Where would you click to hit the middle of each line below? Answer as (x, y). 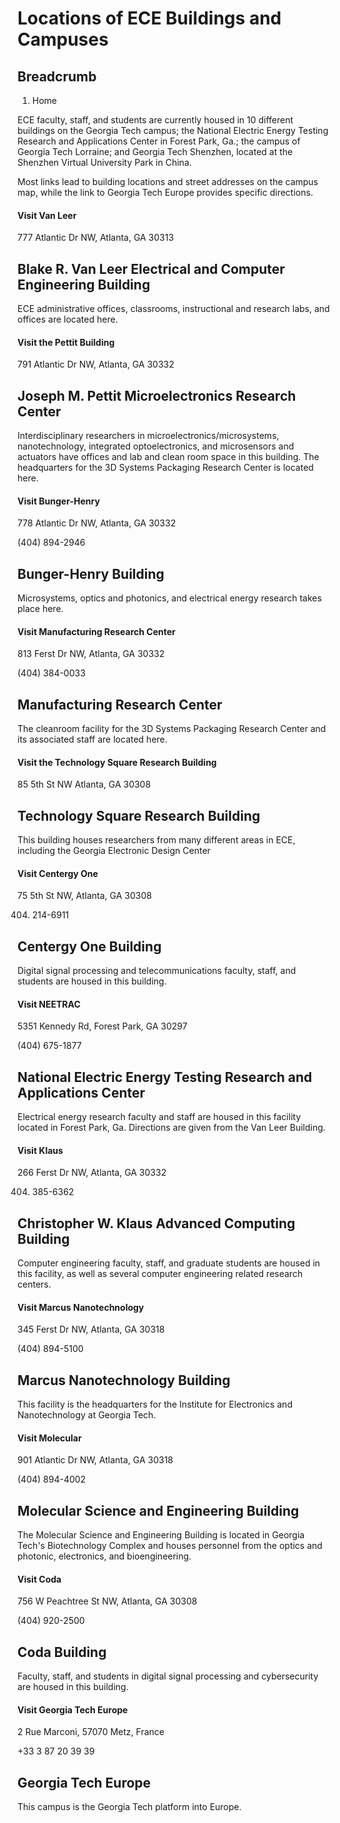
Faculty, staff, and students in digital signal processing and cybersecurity (168, 1676)
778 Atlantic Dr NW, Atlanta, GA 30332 (97, 523)
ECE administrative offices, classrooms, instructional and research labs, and (173, 309)
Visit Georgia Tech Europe (73, 1709)
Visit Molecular (49, 1438)
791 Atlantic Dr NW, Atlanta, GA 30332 (96, 364)
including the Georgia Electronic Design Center (114, 851)
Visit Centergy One (58, 873)
